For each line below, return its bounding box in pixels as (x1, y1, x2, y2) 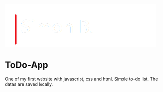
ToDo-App (5, 60, 48, 71)
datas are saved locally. (5, 81, 53, 87)
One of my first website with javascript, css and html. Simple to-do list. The (5, 76, 158, 82)
